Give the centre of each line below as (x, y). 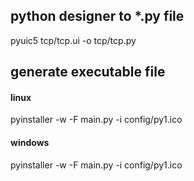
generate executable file (88, 72)
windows (30, 142)
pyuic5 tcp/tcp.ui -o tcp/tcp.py (73, 40)
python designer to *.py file (97, 16)
